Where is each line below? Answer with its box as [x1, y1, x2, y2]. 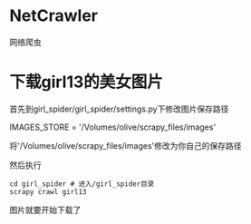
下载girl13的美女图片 [9, 72, 163, 93]
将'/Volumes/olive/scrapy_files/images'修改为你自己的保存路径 [9, 140, 242, 151]
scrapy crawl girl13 [9, 187, 88, 196]
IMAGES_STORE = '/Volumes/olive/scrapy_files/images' [9, 122, 217, 132]
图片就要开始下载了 [9, 204, 82, 215]
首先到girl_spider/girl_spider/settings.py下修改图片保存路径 [9, 103, 229, 114]
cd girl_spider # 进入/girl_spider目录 [9, 179, 155, 189]
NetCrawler [9, 5, 98, 26]
